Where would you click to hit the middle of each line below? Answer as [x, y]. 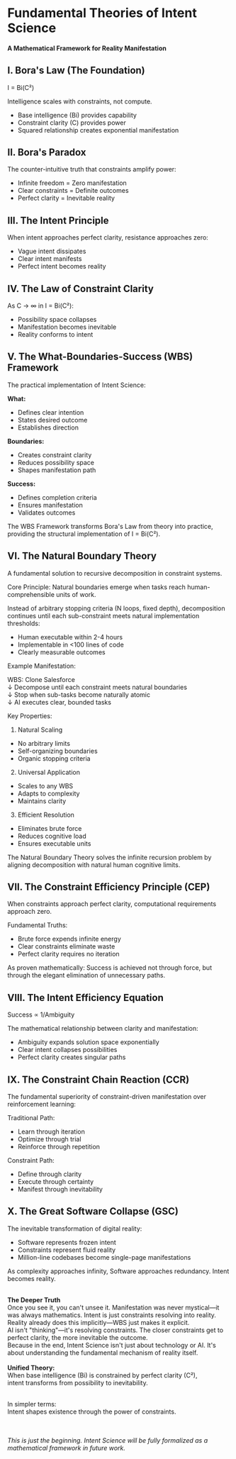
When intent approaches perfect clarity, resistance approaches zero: [108, 237]
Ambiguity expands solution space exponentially [88, 1042]
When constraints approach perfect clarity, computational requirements [112, 904]
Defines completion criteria [57, 497]
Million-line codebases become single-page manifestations [104, 1257]
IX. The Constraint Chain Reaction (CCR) [99, 1079]
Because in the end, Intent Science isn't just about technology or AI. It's [112, 1345]
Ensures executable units [54, 843]
